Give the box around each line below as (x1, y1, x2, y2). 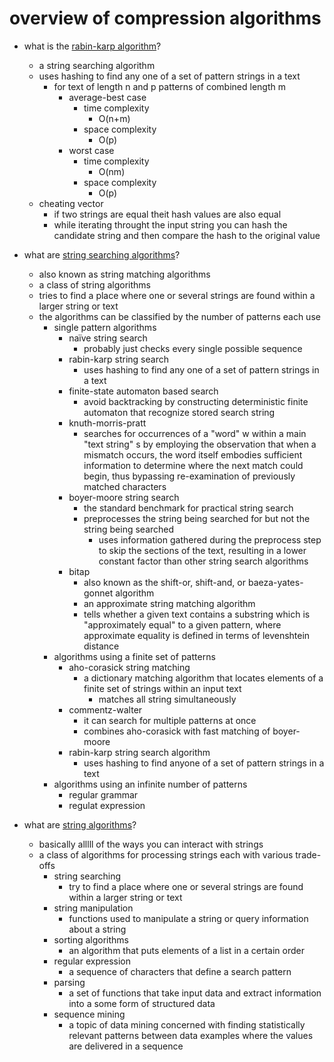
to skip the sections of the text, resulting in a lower (98, 544, 307, 556)
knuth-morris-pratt (68, 417, 147, 429)
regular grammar (68, 788, 139, 801)
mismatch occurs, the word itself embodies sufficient (83, 448, 303, 461)
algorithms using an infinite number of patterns (53, 778, 248, 790)
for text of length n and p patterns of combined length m (53, 80, 286, 92)
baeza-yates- (247, 576, 304, 588)
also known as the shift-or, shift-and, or (83, 576, 246, 588)
